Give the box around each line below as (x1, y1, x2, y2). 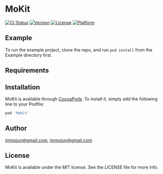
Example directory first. (5, 52, 52, 58)
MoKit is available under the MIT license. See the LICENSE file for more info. (5, 164, 159, 170)
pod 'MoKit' (5, 110, 29, 116)
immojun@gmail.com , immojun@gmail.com (5, 137, 92, 143)
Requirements (5, 66, 49, 75)
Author (5, 124, 27, 133)
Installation (5, 83, 40, 91)
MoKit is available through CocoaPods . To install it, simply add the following (5, 96, 158, 101)
